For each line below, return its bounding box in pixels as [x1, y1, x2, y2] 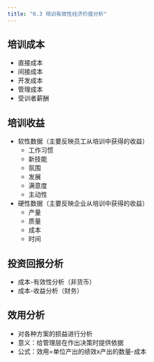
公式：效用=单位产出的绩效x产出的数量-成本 [17, 347, 147, 356]
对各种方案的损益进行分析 [17, 329, 93, 338]
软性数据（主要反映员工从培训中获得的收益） [17, 137, 149, 146]
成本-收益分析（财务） [17, 287, 84, 295]
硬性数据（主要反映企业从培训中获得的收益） [17, 199, 149, 208]
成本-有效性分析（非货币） [17, 278, 96, 286]
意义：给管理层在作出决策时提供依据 [17, 338, 124, 346]
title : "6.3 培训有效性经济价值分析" [7, 10, 107, 18]
